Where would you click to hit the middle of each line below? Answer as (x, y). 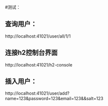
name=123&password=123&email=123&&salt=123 (54, 99)
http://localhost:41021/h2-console (39, 64)
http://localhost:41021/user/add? (37, 93)
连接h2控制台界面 (31, 53)
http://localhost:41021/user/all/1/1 (38, 36)
